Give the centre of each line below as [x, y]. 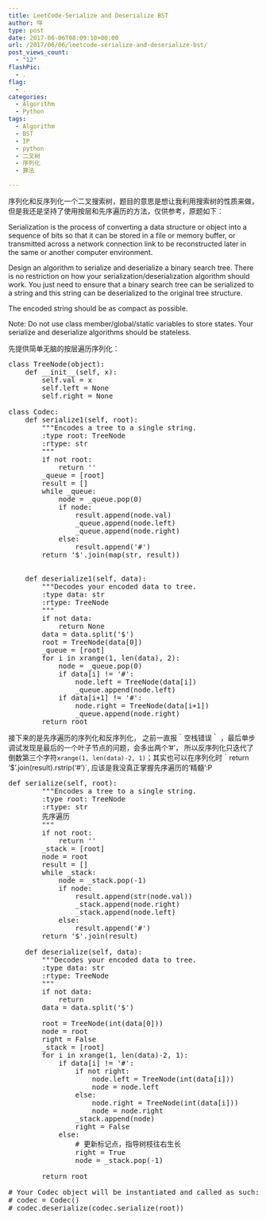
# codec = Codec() [44, 1200]
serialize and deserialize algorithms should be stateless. [100, 332]
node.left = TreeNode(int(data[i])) [163, 1079]
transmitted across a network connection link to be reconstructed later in [127, 244]
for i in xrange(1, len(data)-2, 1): [115, 1055]
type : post [26, 30]
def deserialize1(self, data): [86, 579]
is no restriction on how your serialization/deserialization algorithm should [129, 276]
